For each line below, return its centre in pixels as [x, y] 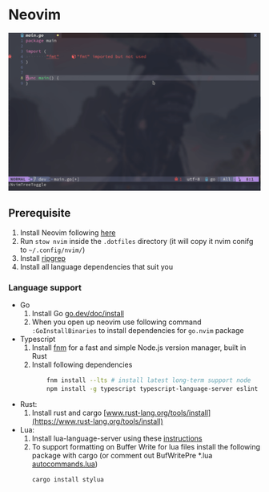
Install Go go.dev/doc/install [78, 314]
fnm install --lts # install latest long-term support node [149, 380]
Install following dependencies [82, 365]
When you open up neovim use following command [116, 322]
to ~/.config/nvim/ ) [52, 250]
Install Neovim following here [68, 232]
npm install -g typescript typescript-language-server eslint [153, 388]
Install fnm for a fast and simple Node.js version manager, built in [139, 348]
